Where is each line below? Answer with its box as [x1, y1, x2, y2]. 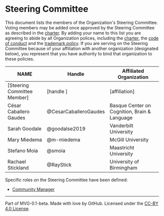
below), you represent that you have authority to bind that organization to [5, 50, 152, 57]
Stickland [7, 164, 29, 171]
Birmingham [109, 164, 138, 171]
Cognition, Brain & [109, 108, 151, 115]
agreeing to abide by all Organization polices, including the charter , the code [5, 35, 159, 41]
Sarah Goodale [7, 125, 42, 132]
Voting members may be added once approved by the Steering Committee [5, 24, 155, 30]
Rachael [7, 158, 26, 165]
